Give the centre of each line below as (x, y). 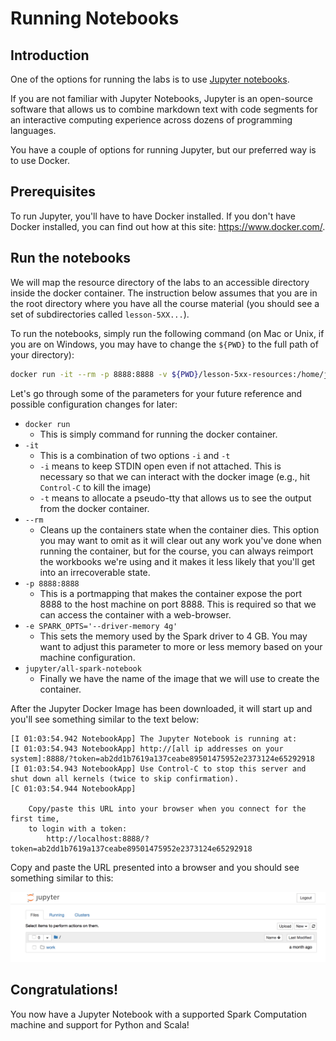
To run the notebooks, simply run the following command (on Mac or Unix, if (167, 333)
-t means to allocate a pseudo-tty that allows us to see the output (175, 498)
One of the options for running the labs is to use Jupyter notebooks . (150, 79)
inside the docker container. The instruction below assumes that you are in (164, 293)
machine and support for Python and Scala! (100, 1024)
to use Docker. (40, 160)
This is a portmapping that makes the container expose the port (170, 593)
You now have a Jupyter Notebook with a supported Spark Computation (159, 1014)
